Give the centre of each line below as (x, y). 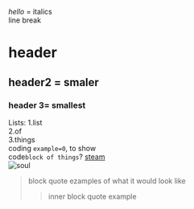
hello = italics (30, 12)
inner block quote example (92, 196)
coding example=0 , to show (52, 148)
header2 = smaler (54, 82)
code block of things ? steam (57, 157)
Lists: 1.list (25, 122)
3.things (22, 139)
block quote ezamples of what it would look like (107, 181)
